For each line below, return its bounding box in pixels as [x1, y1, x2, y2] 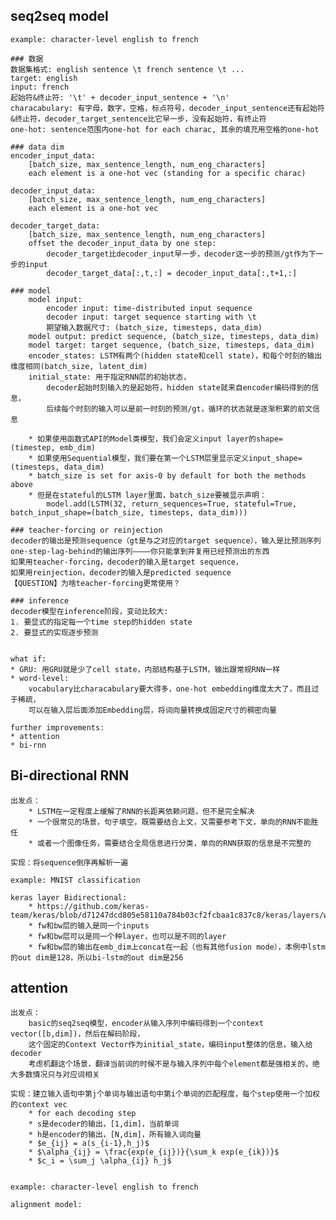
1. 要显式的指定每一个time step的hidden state [10, 617, 193, 627]
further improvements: [10, 722, 105, 733]
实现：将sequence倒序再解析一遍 [10, 857, 129, 868]
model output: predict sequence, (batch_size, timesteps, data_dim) [28, 331, 320, 341]
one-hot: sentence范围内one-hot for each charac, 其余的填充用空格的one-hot [10, 124, 320, 134]
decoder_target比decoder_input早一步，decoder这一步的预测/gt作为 [46, 249, 309, 259]
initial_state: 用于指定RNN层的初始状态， [28, 372, 192, 382]
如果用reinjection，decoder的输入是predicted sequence [10, 567, 232, 578]
